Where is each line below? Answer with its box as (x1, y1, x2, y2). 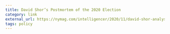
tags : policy (5, 21, 33, 26)
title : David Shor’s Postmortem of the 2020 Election (5, 7, 121, 12)
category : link (5, 12, 37, 17)
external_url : (5, 16, 35, 21)
